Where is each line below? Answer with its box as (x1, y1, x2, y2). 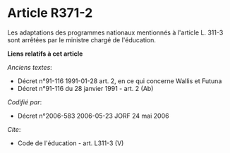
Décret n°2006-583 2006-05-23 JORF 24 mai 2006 (17, 111, 169, 120)
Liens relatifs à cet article (7, 49, 83, 58)
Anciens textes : (7, 63, 53, 71)
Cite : (7, 125, 21, 133)
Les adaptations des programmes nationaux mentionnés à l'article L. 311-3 (7, 28, 224, 37)
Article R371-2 (7, 5, 93, 21)
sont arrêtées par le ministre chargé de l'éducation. (7, 35, 157, 44)
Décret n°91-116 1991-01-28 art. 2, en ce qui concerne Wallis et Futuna (17, 76, 222, 85)
